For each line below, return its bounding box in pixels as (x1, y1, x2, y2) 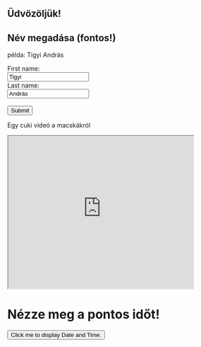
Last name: (7, 81, 40, 90)
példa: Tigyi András (7, 51, 64, 59)
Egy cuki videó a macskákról (7, 121, 90, 130)
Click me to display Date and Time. (11, 331, 102, 339)
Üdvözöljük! (7, 8, 61, 20)
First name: (7, 64, 40, 73)
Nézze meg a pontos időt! (7, 307, 160, 323)
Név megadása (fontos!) (7, 32, 116, 44)
